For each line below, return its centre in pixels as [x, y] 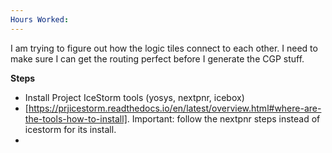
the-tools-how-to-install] [76, 118]
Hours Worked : [40, 19]
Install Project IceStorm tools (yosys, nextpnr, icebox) [134, 97]
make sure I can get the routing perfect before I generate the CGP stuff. [157, 58]
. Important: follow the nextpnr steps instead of [223, 118]
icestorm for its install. [70, 129]
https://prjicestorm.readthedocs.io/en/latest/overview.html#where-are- [175, 108]
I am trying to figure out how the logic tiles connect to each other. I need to [164, 48]
